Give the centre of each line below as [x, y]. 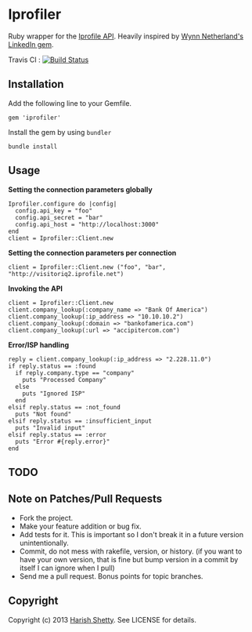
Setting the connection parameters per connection [92, 252]
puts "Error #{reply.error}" [63, 441]
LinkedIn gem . [31, 44]
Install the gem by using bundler [60, 132]
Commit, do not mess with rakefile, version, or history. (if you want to [131, 551]
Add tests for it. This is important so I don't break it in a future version [131, 534]
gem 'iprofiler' [34, 118]
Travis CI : [24, 60]
